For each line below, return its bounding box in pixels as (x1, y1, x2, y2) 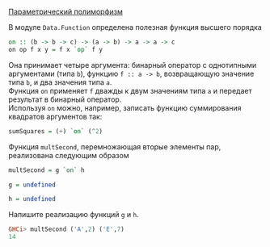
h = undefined (8, 195, 57, 203)
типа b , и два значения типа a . (8, 77, 112, 87)
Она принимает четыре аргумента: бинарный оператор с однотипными (8, 60, 257, 69)
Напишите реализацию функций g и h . (8, 210, 139, 220)
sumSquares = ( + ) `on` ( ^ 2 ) (8, 127, 103, 136)
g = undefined (8, 181, 57, 189)
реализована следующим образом (8, 150, 129, 160)
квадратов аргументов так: (8, 111, 103, 121)
